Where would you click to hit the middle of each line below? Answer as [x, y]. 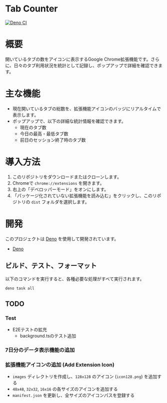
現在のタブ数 [33, 127]
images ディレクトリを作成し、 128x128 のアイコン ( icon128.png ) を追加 [85, 376]
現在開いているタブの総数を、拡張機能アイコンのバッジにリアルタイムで [87, 109]
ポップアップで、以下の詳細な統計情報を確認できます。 [69, 121]
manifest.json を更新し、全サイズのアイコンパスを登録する [73, 395]
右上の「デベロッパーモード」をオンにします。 [60, 189]
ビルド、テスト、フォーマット [51, 266]
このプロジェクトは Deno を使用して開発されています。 [62, 239]
